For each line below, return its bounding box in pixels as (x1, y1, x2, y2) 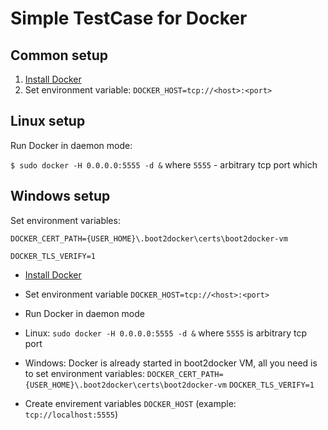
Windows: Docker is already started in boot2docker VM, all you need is (24, 357, 318, 369)
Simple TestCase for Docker (10, 7, 248, 30)
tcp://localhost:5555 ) (24, 408, 119, 420)
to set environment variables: (24, 367, 145, 379)
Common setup (10, 47, 108, 64)
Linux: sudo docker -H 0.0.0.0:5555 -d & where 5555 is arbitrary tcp (24, 327, 307, 339)
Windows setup (10, 188, 111, 205)
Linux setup (10, 113, 86, 130)
